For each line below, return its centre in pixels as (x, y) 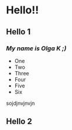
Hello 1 (18, 32)
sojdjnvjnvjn (20, 103)
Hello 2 (19, 122)
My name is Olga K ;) (36, 48)
